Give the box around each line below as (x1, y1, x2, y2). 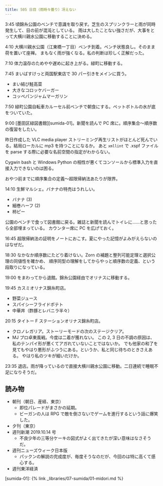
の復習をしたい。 (5, 126, 39, 132)
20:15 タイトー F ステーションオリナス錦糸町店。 (5, 318, 103, 324)
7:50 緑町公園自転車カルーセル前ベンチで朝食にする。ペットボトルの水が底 (5, 104, 156, 109)
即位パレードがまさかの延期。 (19, 405, 79, 411)
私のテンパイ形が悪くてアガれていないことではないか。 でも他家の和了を (12, 340, 158, 346)
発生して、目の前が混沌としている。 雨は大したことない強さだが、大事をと (5, 27, 155, 33)
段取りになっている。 (5, 264, 48, 270)
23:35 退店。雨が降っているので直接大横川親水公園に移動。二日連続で (5, 363, 146, 369)
